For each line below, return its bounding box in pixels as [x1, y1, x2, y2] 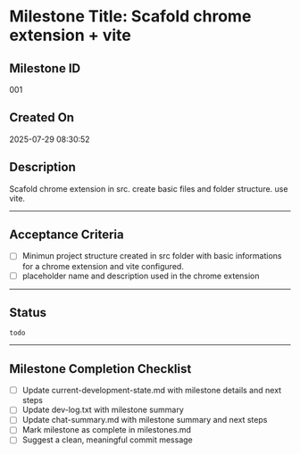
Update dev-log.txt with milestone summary [21, 404, 185, 416]
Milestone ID [9, 61, 81, 76]
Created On [9, 110, 74, 126]
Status [9, 305, 47, 320]
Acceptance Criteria [9, 227, 124, 243]
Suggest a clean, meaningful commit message [21, 434, 194, 445]
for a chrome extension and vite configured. [21, 260, 185, 271]
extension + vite [9, 25, 132, 45]
